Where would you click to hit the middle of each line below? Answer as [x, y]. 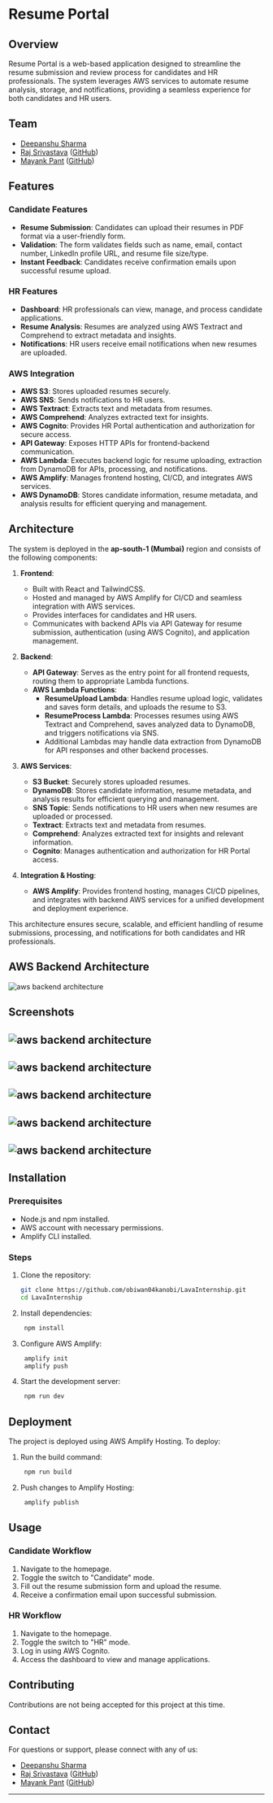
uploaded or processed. [72, 816]
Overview [34, 44]
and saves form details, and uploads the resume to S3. [136, 707]
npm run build [48, 1472]
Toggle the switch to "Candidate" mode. [87, 1577]
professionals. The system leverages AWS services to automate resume [129, 81]
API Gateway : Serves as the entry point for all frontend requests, [141, 672]
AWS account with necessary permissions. [92, 1227]
